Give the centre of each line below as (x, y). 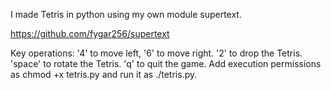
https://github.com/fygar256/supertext (90, 33)
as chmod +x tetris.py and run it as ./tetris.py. (104, 74)
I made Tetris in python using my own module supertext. (126, 14)
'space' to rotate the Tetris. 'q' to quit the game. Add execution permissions (166, 63)
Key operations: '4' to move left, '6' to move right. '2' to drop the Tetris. (156, 53)
